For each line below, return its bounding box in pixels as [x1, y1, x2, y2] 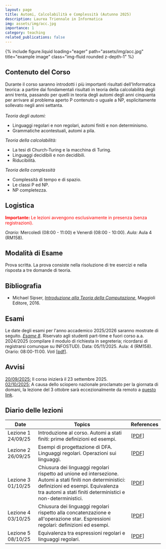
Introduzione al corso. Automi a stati [38, 429, 122, 436]
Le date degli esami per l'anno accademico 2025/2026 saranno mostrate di [5, 327, 159, 333]
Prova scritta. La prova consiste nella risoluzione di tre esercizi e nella [5, 262, 147, 268]
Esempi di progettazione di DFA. [38, 444, 113, 450]
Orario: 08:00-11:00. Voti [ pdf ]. [5, 349, 68, 354]
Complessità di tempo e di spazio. [12, 176, 82, 182]
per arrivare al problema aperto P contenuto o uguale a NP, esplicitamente [5, 97, 157, 103]
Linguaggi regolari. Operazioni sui [38, 449, 117, 456]
